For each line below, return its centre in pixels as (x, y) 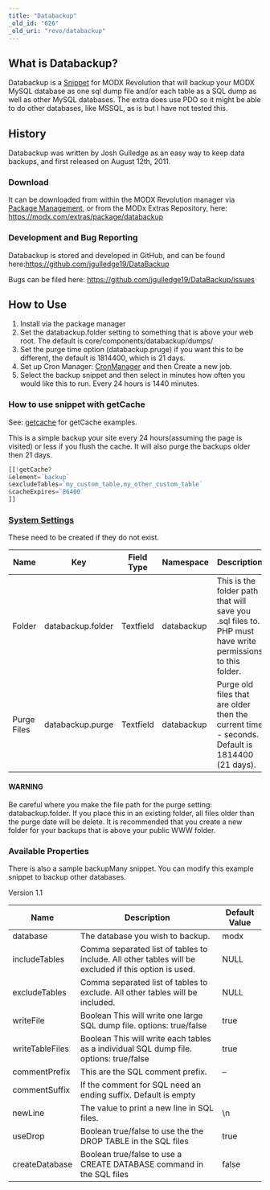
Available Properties (49, 851)
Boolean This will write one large (141, 1016)
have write (236, 642)
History (27, 133)
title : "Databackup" (43, 16)
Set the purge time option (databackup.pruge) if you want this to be (131, 350)
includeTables (39, 959)
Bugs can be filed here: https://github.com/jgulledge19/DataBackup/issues (131, 279)
